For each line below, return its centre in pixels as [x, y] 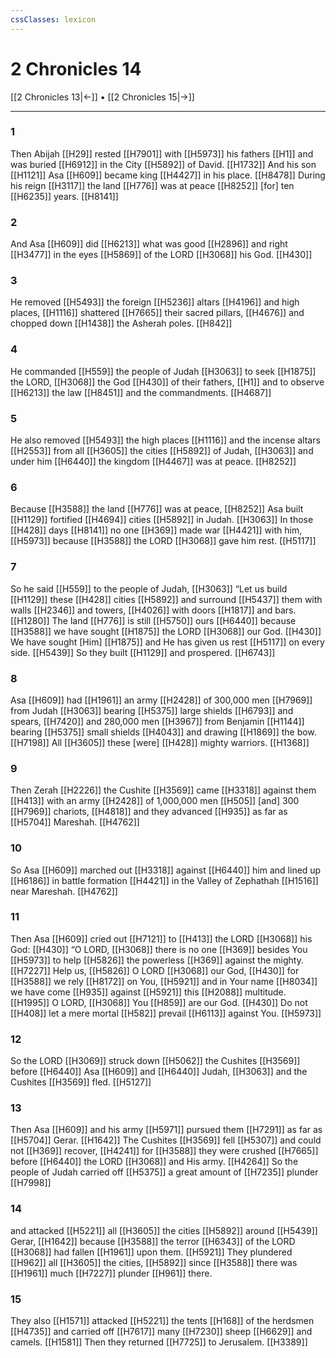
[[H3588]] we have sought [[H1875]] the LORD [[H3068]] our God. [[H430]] [166, 631]
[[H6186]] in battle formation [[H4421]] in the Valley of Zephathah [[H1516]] [164, 880]
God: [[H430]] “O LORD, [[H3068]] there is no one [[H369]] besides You [159, 949]
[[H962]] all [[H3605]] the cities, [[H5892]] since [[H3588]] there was [154, 1262]
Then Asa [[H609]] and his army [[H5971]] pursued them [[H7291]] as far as [166, 1130]
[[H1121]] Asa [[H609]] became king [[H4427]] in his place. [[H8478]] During [168, 175]
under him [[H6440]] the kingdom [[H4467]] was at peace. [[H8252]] [153, 462]
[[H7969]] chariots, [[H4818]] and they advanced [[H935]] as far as [149, 812]
